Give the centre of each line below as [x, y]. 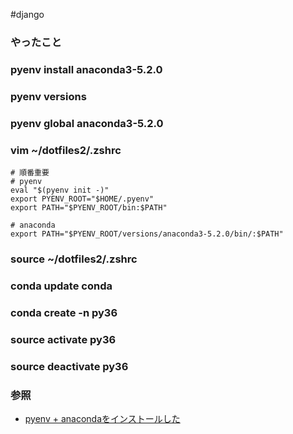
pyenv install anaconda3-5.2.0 [86, 69]
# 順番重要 [30, 172]
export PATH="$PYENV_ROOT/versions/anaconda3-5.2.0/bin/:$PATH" [147, 234]
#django [27, 14]
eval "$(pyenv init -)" [60, 190]
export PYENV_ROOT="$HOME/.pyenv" [82, 199]
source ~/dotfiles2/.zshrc [74, 259]
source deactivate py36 [69, 366]
